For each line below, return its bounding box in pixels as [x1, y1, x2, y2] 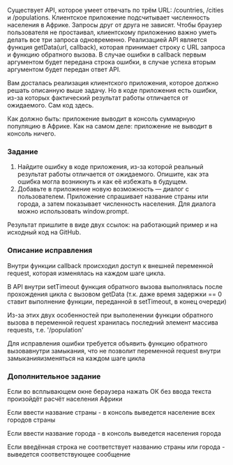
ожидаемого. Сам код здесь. [7, 101, 94, 109]
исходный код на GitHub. [7, 228, 82, 237]
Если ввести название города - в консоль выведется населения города [7, 429, 222, 437]
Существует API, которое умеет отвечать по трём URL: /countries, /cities [7, 6, 225, 14]
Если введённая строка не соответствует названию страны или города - [7, 443, 225, 451]
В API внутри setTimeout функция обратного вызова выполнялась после [7, 282, 223, 290]
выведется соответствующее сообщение [7, 450, 131, 458]
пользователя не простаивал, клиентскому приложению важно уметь [7, 28, 218, 36]
